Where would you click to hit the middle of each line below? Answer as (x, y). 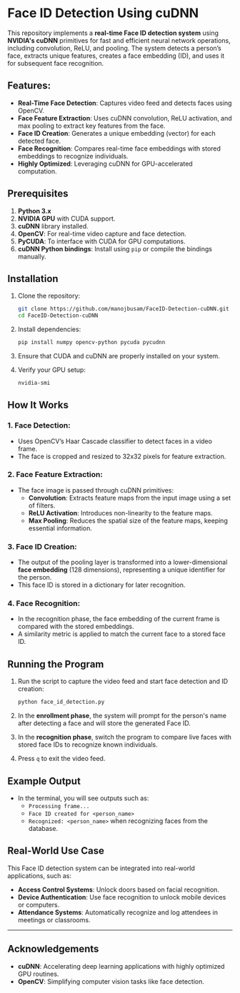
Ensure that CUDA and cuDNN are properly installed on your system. (119, 356)
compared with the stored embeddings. (76, 627)
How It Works (38, 405)
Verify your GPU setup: (51, 370)
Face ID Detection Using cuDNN (103, 13)
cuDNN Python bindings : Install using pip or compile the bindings (115, 248)
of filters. (42, 505)
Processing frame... (59, 806)
